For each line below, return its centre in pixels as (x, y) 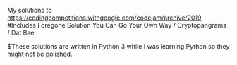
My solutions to (30, 10)
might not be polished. (40, 54)
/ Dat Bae (21, 32)
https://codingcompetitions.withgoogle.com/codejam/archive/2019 (104, 18)
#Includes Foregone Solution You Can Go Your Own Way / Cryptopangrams (117, 25)
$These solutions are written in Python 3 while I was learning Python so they (119, 46)
